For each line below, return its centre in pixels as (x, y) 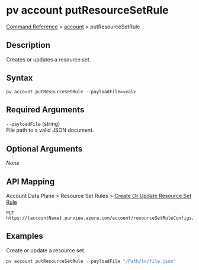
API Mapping (31, 182)
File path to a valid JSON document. (50, 130)
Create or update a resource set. (46, 250)
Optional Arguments (44, 149)
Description (28, 45)
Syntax (20, 78)
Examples (25, 236)
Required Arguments (45, 110)
